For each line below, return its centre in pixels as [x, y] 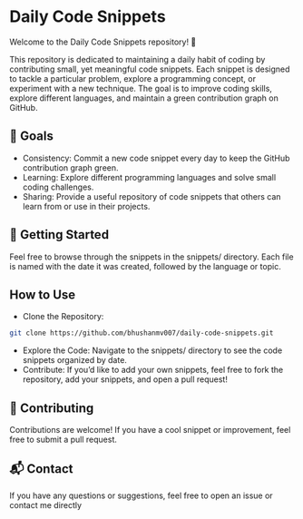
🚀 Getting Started [59, 235]
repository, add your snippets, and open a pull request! [125, 379]
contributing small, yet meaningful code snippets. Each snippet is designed [150, 69]
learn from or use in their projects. [86, 206]
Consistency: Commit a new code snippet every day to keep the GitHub [156, 158]
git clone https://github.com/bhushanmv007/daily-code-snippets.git [142, 333]
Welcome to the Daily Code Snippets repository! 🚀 [103, 42]
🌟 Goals [32, 137]
